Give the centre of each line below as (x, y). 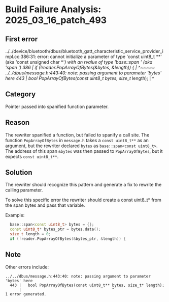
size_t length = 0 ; (30, 234)
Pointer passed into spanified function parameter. (57, 106)
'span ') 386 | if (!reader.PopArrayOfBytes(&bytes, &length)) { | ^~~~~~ (80, 67)
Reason (18, 122)
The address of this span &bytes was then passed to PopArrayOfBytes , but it (84, 151)
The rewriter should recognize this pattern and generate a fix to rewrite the (83, 185)
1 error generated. (26, 294)
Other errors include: (27, 267)
